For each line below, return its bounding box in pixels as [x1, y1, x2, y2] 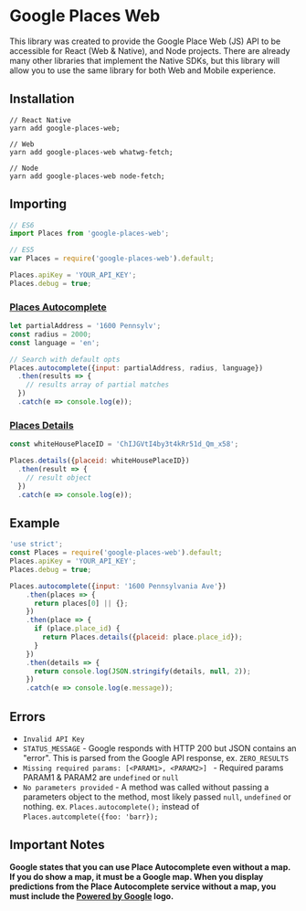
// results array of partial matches [26, 380, 170, 389]
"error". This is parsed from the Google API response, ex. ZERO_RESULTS [22, 753, 290, 764]
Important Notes [9, 837, 105, 853]
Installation [9, 91, 75, 107]
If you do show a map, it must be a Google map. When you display [9, 871, 264, 882]
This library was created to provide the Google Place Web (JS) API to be [9, 36, 281, 47]
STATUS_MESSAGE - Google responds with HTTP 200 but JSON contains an [22, 743, 297, 754]
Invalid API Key [22, 735, 85, 745]
